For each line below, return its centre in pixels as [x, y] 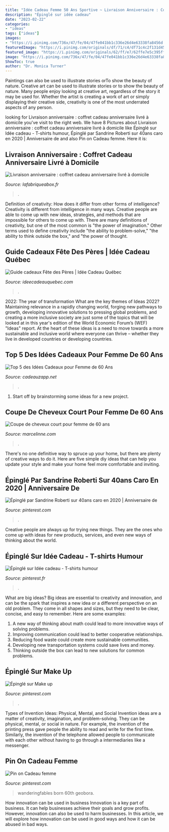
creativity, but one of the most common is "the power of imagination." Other [84, 225]
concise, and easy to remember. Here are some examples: [66, 614]
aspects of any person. [29, 108]
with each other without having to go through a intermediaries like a [75, 740]
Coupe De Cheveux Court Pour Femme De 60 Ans [84, 412]
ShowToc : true [20, 62]
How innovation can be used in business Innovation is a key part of [75, 803]
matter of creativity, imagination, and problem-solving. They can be [75, 718]
